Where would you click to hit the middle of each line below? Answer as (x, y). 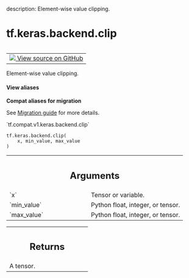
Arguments (95, 175)
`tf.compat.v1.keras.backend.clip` (48, 125)
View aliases (23, 87)
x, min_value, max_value (49, 141)
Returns (47, 247)
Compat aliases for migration (44, 101)
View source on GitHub (50, 58)
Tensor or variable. (118, 195)
